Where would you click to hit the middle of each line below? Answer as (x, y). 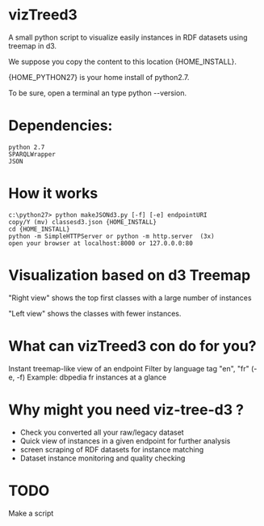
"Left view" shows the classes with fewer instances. (95, 313)
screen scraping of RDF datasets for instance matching (112, 449)
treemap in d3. (33, 45)
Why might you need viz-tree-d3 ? (126, 409)
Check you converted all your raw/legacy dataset (102, 432)
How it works (53, 194)
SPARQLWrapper (32, 154)
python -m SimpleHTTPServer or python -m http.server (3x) (112, 236)
